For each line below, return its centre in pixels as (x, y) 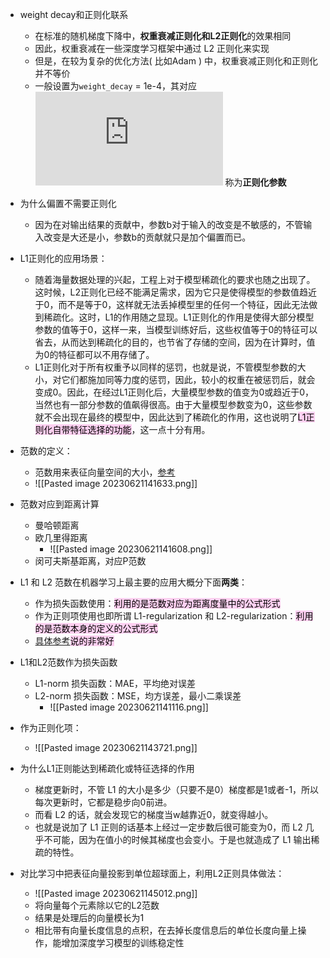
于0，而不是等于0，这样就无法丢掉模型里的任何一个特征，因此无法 (172, 304)
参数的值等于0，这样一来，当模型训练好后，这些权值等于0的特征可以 (176, 329)
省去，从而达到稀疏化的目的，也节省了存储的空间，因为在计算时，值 (175, 342)
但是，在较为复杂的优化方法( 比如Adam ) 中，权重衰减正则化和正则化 (176, 61)
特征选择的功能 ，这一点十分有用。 (140, 429)
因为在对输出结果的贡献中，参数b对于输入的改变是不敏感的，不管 (169, 224)
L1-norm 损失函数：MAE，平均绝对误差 (115, 683)
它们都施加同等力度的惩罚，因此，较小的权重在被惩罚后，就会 (188, 379)
